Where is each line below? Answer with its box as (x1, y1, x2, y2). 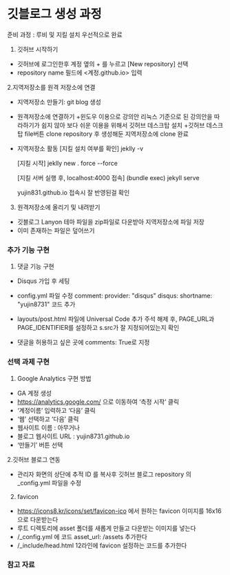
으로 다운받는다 (17, 515, 59, 523)
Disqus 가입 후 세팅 (17, 277, 70, 285)
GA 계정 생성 (17, 389, 52, 397)
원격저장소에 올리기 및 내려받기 (17, 203, 101, 211)
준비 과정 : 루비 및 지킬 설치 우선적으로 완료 (7, 30, 123, 39)
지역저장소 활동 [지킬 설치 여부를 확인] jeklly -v (17, 144, 143, 153)
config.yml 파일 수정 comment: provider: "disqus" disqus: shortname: (17, 291, 213, 300)
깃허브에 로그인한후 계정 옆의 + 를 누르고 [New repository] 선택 (17, 59, 189, 68)
